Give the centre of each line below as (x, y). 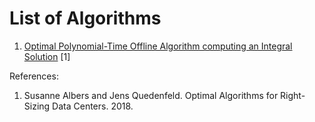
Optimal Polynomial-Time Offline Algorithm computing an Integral (158, 46)
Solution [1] (47, 56)
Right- (293, 95)
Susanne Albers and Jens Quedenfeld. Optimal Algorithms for (151, 95)
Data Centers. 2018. (93, 106)
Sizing (37, 106)
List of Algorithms (85, 18)
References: (34, 76)
